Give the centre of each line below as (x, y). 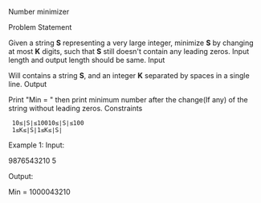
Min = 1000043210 (39, 192)
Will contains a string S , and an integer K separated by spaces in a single (129, 75)
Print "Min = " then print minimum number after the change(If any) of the (128, 99)
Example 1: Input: (37, 145)
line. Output (28, 84)
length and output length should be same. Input (87, 60)
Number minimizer (39, 12)
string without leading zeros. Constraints (75, 108)
